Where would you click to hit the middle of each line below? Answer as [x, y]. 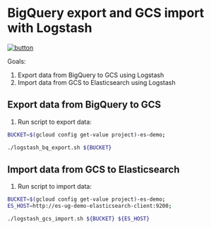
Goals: [17, 61]
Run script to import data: [54, 187]
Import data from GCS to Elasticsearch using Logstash [97, 82]
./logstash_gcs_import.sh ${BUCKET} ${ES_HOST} [79, 219]
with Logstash [50, 28]
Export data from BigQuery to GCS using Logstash [91, 75]
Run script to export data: [54, 122]
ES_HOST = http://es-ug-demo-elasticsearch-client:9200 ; [90, 206]
